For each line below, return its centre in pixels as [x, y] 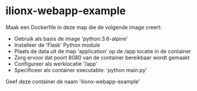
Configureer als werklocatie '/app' [56, 64]
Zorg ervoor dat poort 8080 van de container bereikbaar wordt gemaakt [102, 57]
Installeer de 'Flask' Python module [57, 45]
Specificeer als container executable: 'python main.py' [80, 70]
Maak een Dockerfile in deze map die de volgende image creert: [84, 27]
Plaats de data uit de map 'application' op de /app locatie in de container [103, 51]
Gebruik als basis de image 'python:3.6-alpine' [71, 38]
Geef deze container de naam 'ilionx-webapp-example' [73, 82]
